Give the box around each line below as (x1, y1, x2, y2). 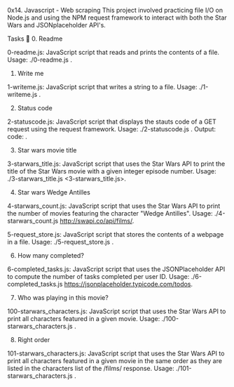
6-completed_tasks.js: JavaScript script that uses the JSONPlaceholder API (7, 265, 226, 273)
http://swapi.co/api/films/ (59, 217, 133, 225)
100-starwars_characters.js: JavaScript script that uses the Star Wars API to (7, 307, 226, 315)
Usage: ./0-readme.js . (7, 55, 72, 64)
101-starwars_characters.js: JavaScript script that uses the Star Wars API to (7, 349, 225, 358)
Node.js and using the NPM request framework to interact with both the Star (7, 13, 228, 22)
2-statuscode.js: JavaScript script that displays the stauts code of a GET (7, 117, 217, 126)
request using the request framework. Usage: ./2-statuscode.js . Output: (7, 125, 216, 133)
